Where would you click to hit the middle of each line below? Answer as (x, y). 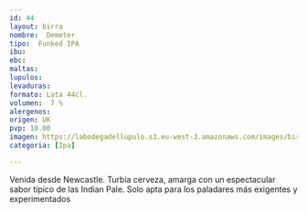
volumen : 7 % (37, 103)
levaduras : (30, 86)
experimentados (40, 198)
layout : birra (37, 27)
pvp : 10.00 (30, 129)
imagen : (24, 137)
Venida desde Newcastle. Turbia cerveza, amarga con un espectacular (143, 179)
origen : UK (30, 120)
